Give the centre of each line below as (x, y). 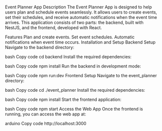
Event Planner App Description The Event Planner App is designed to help (79, 7)
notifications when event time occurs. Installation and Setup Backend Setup (80, 42)
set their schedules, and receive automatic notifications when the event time (81, 17)
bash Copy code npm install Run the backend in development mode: (73, 66)
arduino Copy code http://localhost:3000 (46, 123)
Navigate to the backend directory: (40, 47)
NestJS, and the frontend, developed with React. (53, 28)
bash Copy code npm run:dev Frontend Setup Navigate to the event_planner (81, 75)
